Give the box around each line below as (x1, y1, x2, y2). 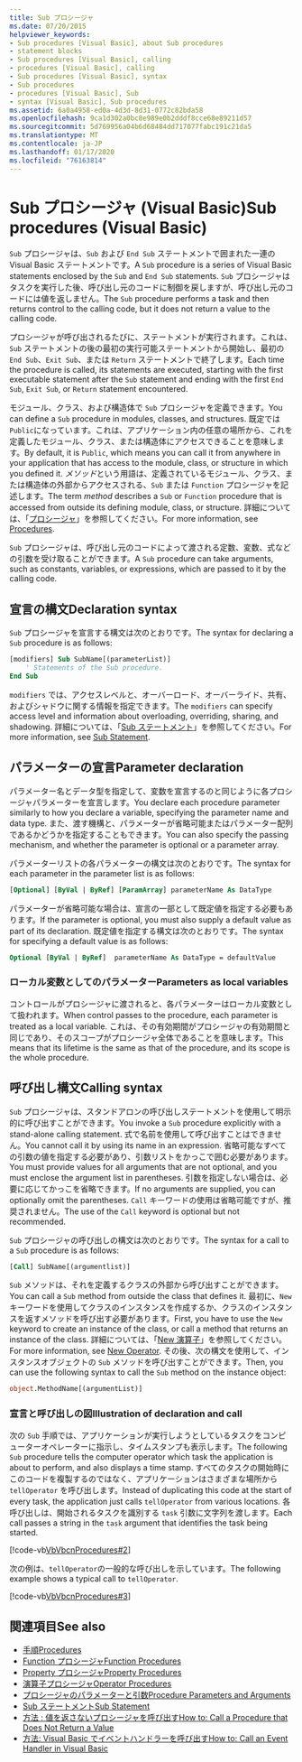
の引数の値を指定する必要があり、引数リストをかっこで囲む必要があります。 (9, 1151, 293, 1162)
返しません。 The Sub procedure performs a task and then (56, 293, 270, 304)
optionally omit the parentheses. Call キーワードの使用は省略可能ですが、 (9, 1194, 284, 1205)
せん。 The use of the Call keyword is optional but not (40, 1206, 241, 1217)
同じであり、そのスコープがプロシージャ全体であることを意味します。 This (9, 1032, 284, 1043)
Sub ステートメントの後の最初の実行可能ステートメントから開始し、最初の (9, 343, 285, 354)
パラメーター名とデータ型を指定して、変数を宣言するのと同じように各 (9, 785, 270, 796)
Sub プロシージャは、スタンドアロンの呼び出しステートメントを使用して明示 (9, 1106, 292, 1117)
